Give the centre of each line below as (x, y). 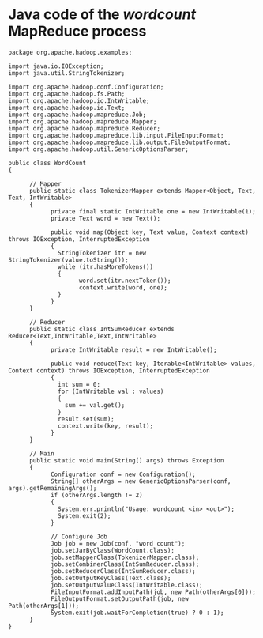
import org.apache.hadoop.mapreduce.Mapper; (83, 121)
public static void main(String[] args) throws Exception (126, 460)
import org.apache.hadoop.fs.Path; (67, 94)
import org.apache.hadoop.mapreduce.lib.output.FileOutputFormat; (120, 142)
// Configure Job (79, 536)
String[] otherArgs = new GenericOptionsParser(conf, (141, 481)
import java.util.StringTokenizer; (67, 73)
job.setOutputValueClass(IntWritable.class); (126, 585)
